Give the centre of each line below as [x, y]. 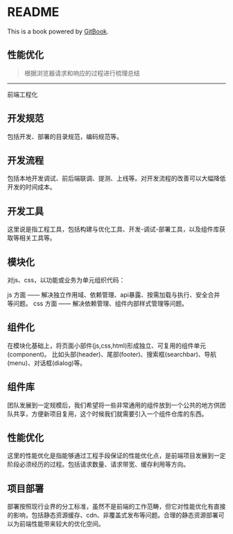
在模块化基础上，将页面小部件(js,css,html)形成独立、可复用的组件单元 [107, 346]
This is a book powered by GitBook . [58, 31]
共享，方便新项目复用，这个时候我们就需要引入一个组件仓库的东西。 [110, 414]
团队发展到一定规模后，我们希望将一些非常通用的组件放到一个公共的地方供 [113, 405]
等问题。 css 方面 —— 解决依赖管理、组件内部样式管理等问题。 [98, 304]
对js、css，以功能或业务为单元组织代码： [66, 280]
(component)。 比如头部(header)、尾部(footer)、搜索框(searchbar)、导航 [112, 354]
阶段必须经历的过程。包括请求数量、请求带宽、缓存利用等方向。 [98, 464]
